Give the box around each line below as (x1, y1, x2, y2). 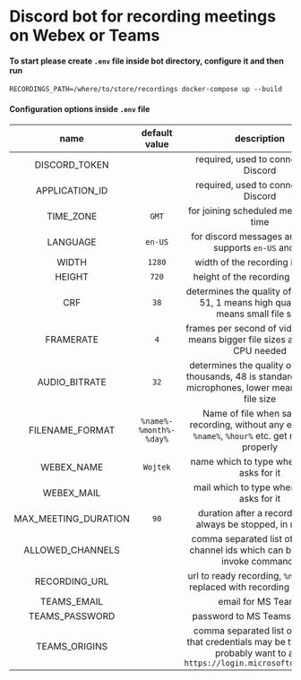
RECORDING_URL (34, 575, 109, 588)
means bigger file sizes (187, 333, 287, 346)
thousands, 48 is (185, 370, 257, 383)
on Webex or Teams (9, 25, 160, 46)
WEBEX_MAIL (42, 486, 101, 499)
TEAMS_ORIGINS (35, 640, 108, 652)
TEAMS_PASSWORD (28, 609, 116, 622)
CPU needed (232, 344, 287, 357)
